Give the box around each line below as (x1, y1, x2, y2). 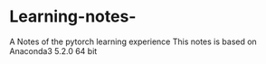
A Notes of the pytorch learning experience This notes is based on (9, 36, 258, 47)
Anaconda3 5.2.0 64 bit (9, 45, 98, 56)
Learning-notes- (9, 6, 137, 27)
